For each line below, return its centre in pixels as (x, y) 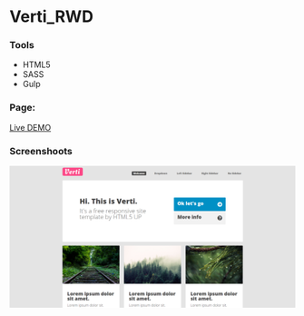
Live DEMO (30, 127)
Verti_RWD (51, 17)
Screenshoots (41, 151)
